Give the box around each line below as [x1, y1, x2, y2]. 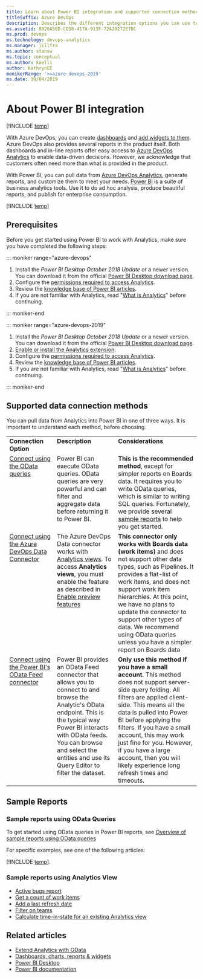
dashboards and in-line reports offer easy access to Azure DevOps [6, 147, 173, 154]
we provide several [118, 507, 172, 516]
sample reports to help [118, 514, 182, 523]
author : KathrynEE [6, 65, 53, 71]
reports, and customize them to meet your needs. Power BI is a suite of [6, 178, 183, 185]
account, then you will [118, 753, 181, 762]
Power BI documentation [14, 965, 77, 973]
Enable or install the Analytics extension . [14, 346, 117, 353]
